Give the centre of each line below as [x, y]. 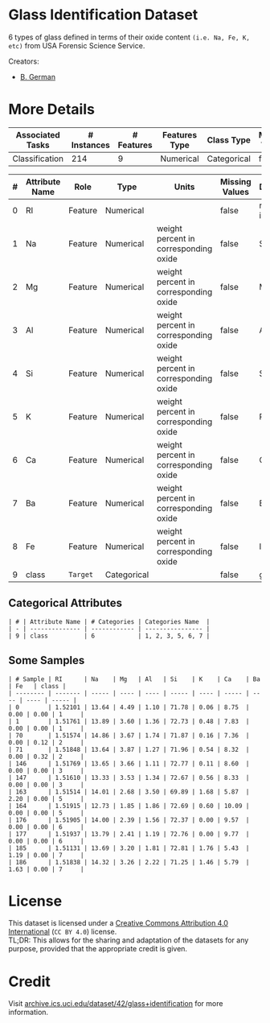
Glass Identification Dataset [103, 15]
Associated [38, 134]
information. [29, 1013]
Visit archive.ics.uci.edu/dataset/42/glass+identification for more [116, 1004]
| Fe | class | [37, 686]
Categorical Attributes [65, 603]
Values [236, 192]
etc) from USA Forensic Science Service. [77, 45]
